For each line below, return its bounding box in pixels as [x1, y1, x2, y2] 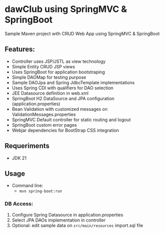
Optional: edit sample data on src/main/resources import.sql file [11, 222, 143, 228]
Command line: [11, 183, 43, 189]
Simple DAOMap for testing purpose [11, 74, 87, 80]
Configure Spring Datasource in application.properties [11, 212, 123, 218]
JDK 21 [11, 155, 27, 161]
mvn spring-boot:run [19, 189, 62, 194]
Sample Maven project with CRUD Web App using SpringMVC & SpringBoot [4, 30, 160, 36]
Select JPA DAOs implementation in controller [11, 217, 106, 223]
